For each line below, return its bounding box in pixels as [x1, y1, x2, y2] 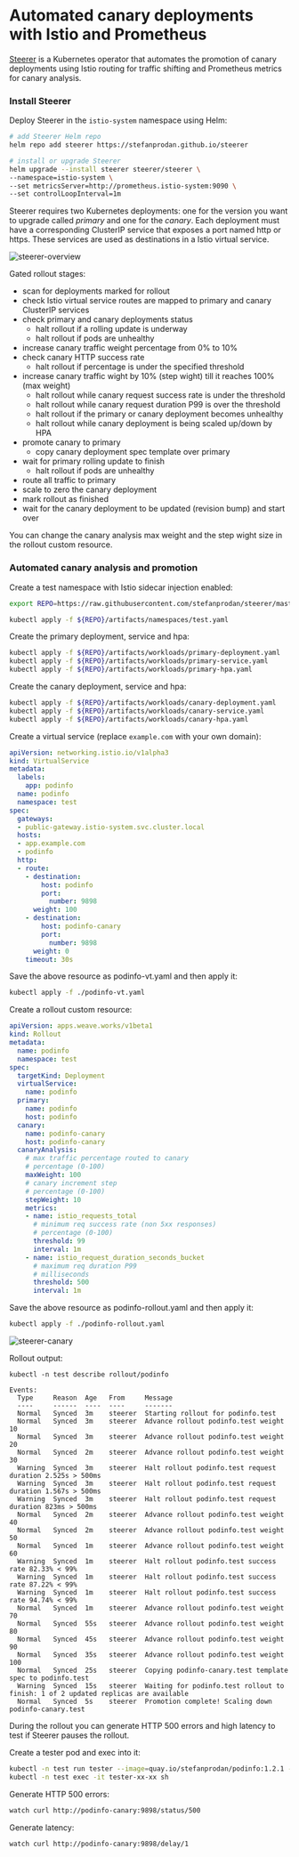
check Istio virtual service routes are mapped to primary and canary [21, 295, 271, 306]
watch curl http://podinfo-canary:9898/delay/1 [9, 1839, 190, 1848]
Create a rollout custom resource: [9, 1005, 133, 1015]
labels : [17, 773, 46, 782]
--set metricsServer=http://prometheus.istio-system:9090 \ [9, 182, 238, 190]
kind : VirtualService [9, 756, 90, 765]
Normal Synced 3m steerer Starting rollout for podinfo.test [17, 1409, 277, 1418]
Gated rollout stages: [9, 269, 86, 279]
